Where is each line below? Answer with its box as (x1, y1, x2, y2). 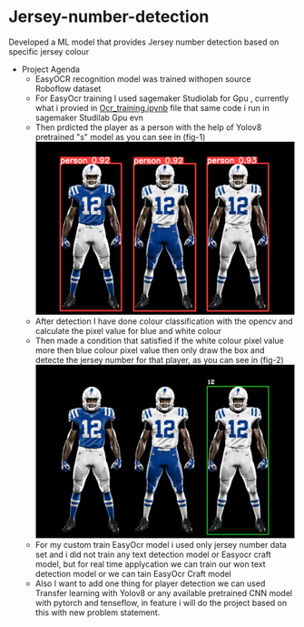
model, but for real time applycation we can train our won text (34, 558, 266, 570)
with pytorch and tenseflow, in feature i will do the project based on (34, 597, 288, 608)
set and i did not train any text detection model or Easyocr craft (34, 549, 271, 560)
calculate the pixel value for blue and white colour (34, 326, 221, 337)
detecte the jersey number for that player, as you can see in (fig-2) (34, 355, 285, 366)
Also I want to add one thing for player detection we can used (34, 578, 266, 589)
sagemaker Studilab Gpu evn (34, 112, 144, 123)
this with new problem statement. (34, 607, 161, 618)
